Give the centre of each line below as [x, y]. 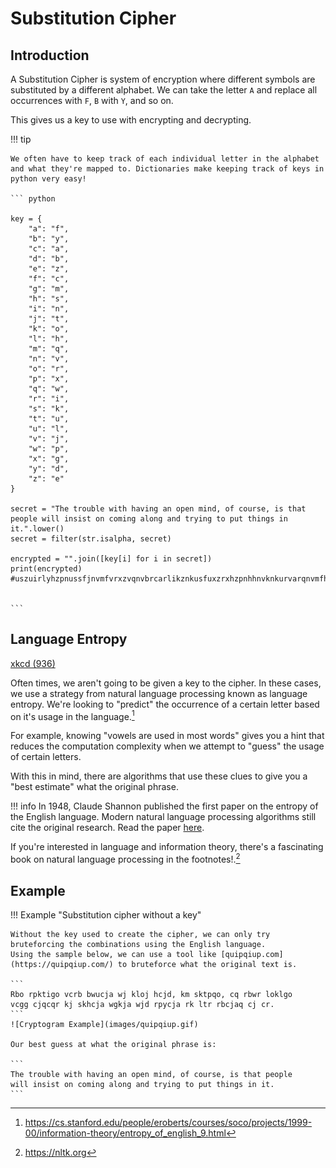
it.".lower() [37, 529]
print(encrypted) [46, 569]
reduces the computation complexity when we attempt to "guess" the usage [167, 746]
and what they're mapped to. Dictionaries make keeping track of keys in [167, 169]
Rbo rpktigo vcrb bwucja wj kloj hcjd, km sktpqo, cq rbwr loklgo [151, 994]
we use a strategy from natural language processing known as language [159, 693]
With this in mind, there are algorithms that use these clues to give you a [159, 776]
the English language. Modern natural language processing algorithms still [163, 817]
